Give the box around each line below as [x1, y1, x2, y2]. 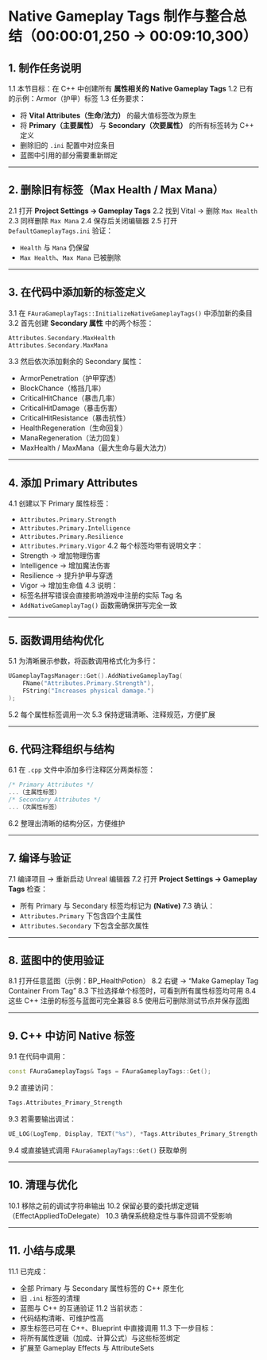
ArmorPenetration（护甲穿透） [19, 374, 121, 383]
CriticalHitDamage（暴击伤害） [19, 403, 122, 413]
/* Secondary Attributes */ [8, 796, 102, 804]
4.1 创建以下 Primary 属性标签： [8, 498, 111, 509]
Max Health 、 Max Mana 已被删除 [19, 252, 122, 262]
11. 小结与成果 [8, 1244, 75, 1257]
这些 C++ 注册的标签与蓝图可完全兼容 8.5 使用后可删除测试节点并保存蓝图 [8, 996, 250, 1005]
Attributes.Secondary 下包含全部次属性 [19, 920, 149, 930]
